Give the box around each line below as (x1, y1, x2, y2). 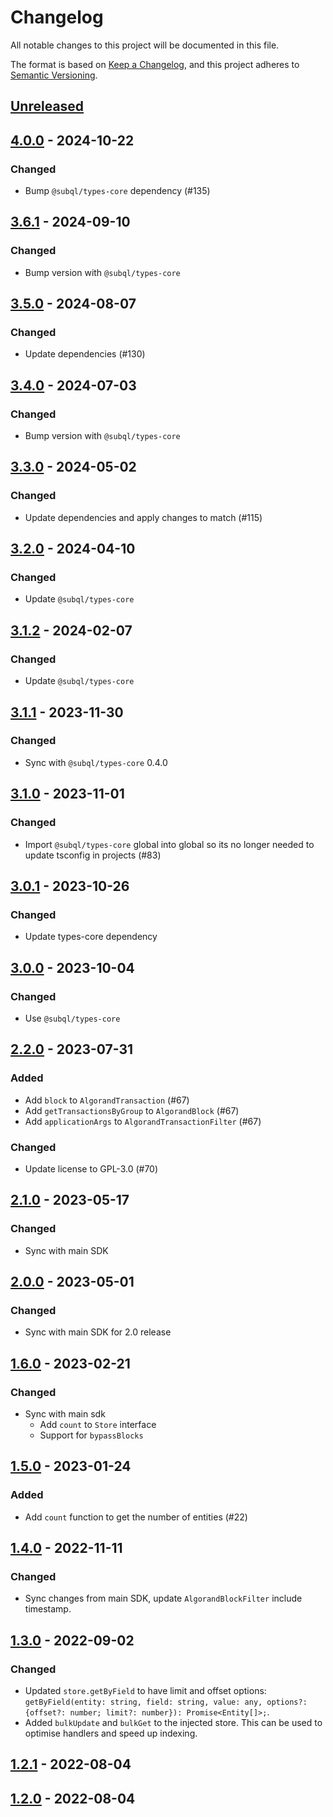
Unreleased (10, 98, 85, 115)
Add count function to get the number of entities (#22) (24, 1511, 248, 1523)
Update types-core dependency (24, 931, 158, 943)
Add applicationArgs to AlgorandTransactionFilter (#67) (24, 1115, 262, 1127)
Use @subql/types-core (24, 1012, 121, 1024)
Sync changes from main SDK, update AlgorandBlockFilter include (24, 1592, 303, 1605)
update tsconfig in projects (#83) (24, 849, 162, 861)
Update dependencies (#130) (24, 348, 146, 360)
